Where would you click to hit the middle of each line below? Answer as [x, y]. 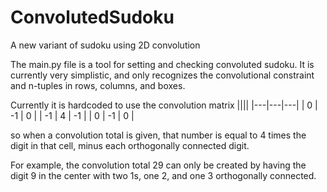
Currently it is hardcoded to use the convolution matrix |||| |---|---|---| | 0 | [164, 105]
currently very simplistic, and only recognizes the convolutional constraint [162, 75]
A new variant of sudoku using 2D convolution [105, 45]
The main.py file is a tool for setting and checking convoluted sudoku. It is [162, 64]
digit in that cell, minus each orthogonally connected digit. [130, 145]
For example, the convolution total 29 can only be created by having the [158, 165]
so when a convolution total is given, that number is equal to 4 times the [158, 135]
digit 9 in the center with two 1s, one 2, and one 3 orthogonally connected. [163, 175]
